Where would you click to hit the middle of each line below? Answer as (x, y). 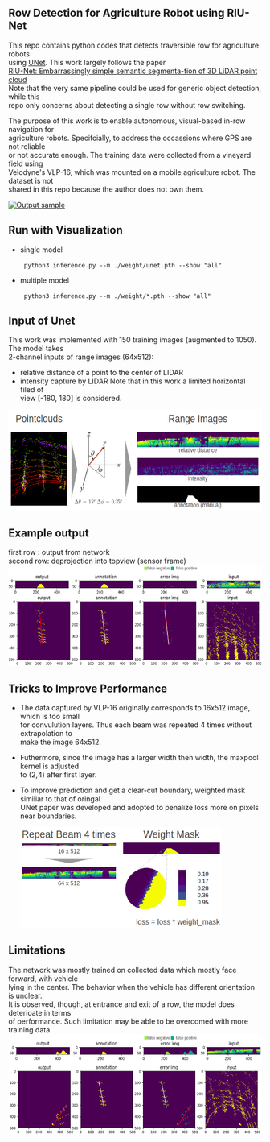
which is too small (50, 717)
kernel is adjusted (49, 766)
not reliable (27, 146)
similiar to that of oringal (60, 799)
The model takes (36, 349)
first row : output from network (59, 552)
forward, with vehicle (43, 979)
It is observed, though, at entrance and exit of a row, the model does (121, 1004)
